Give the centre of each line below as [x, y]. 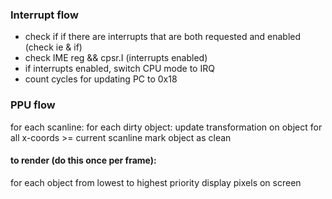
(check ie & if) [53, 47]
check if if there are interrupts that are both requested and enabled [163, 37]
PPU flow [33, 105]
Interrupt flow [44, 15]
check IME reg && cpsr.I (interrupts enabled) [116, 58]
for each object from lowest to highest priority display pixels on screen [156, 182]
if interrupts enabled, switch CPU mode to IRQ [119, 69]
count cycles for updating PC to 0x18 [101, 79]
